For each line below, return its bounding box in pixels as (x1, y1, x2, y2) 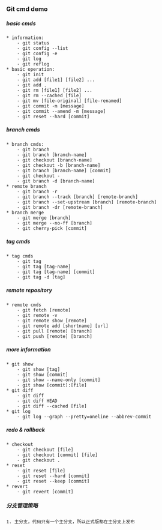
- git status (17, 40, 50, 46)
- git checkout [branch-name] (17, 157, 93, 163)
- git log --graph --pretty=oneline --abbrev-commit (17, 414, 152, 420)
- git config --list (17, 45, 68, 51)
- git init (17, 71, 44, 77)
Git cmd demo (6, 5, 48, 13)
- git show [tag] (17, 366, 61, 372)
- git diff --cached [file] (17, 403, 87, 409)
